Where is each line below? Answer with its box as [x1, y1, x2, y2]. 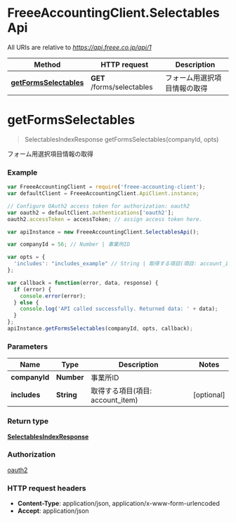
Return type [7, 416, 49, 426]
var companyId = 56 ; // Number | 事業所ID [7, 241, 131, 248]
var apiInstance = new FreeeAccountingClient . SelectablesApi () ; [7, 228, 199, 236]
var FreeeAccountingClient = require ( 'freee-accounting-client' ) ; [7, 184, 206, 191]
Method [34, 60, 61, 69]
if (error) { [13, 286, 52, 293]
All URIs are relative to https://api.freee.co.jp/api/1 [7, 43, 152, 51]
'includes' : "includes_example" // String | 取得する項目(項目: [13, 260, 197, 267]
